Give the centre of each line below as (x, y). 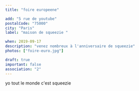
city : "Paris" (20, 28)
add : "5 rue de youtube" (31, 19)
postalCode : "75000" (27, 23)
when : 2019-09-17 (23, 42)
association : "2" (23, 69)
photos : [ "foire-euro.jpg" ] (34, 51)
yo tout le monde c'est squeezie (38, 83)
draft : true (17, 60)
